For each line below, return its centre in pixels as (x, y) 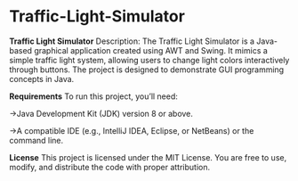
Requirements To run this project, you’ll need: (93, 96)
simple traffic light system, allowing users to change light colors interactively (149, 60)
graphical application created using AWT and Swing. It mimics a (151, 50)
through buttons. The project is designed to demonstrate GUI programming (147, 70)
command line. (36, 140)
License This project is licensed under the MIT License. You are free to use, (148, 157)
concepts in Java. (42, 78)
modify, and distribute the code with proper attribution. (110, 167)
